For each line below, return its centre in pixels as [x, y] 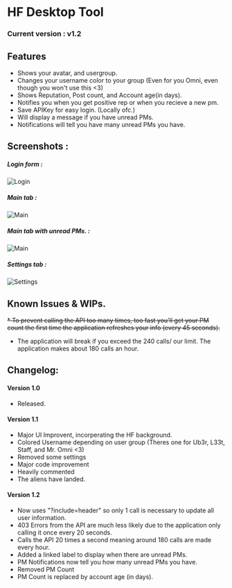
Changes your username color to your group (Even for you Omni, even [117, 80]
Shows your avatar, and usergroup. [67, 73]
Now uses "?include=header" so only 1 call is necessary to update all [116, 510]
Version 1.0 [24, 388]
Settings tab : [27, 264]
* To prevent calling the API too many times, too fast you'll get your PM [108, 320]
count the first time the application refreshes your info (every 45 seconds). [114, 328]
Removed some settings [52, 457]
